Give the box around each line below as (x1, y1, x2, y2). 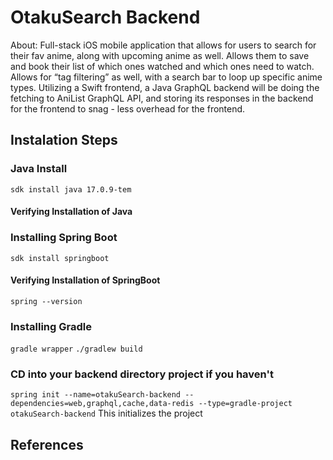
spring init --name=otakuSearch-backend (10, 390, 182, 400)
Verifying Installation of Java (10, 206, 133, 218)
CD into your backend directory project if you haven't (10, 367, 274, 381)
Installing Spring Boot (10, 231, 118, 245)
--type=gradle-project (198, 399, 293, 409)
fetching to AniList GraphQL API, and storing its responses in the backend (10, 92, 314, 104)
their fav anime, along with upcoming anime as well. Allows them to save (10, 49, 310, 61)
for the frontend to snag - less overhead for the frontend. (10, 102, 246, 115)
